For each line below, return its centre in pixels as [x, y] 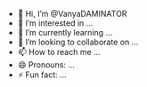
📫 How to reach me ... [59, 52]
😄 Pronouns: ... [46, 65]
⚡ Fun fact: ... [42, 75]
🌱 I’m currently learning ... [65, 32]
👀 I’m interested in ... [55, 23]
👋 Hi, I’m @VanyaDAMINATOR [72, 14]
